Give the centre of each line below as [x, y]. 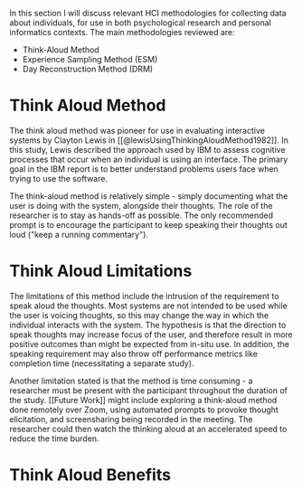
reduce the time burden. [54, 438]
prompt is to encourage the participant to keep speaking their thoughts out [148, 224]
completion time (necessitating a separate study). [102, 363]
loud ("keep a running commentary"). [79, 234]
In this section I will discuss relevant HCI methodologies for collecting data [148, 13]
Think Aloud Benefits [90, 475]
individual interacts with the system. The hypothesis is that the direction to [148, 325]
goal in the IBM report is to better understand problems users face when [144, 169]
